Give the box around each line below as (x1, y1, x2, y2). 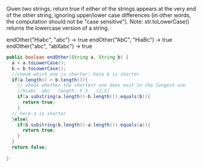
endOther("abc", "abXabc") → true (6, 42, 92, 50)
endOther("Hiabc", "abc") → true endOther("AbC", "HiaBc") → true (6, 36, 173, 43)
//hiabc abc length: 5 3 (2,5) (17, 88, 110, 94)
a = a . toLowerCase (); (12, 60, 67, 66)
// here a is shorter (12, 110, 67, 117)
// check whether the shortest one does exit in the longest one (17, 82, 186, 88)
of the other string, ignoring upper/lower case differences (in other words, (6, 11, 191, 19)
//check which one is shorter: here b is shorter (12, 71, 140, 77)
